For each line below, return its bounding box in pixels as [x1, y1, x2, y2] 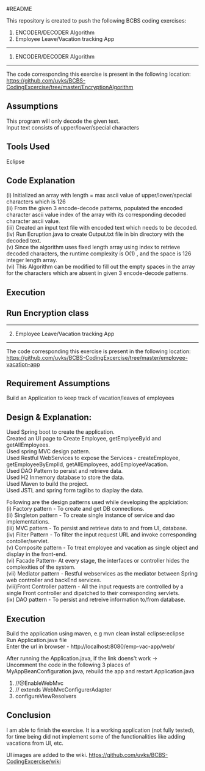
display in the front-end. [6, 550, 67, 558]
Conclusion [6, 710, 51, 720]
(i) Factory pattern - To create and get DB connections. [6, 505, 145, 513]
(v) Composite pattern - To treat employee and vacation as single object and [6, 544, 198, 552]
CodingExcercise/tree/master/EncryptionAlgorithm [6, 84, 134, 90]
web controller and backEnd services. [6, 577, 102, 584]
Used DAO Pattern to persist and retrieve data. [6, 467, 123, 475]
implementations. [6, 518, 50, 525]
